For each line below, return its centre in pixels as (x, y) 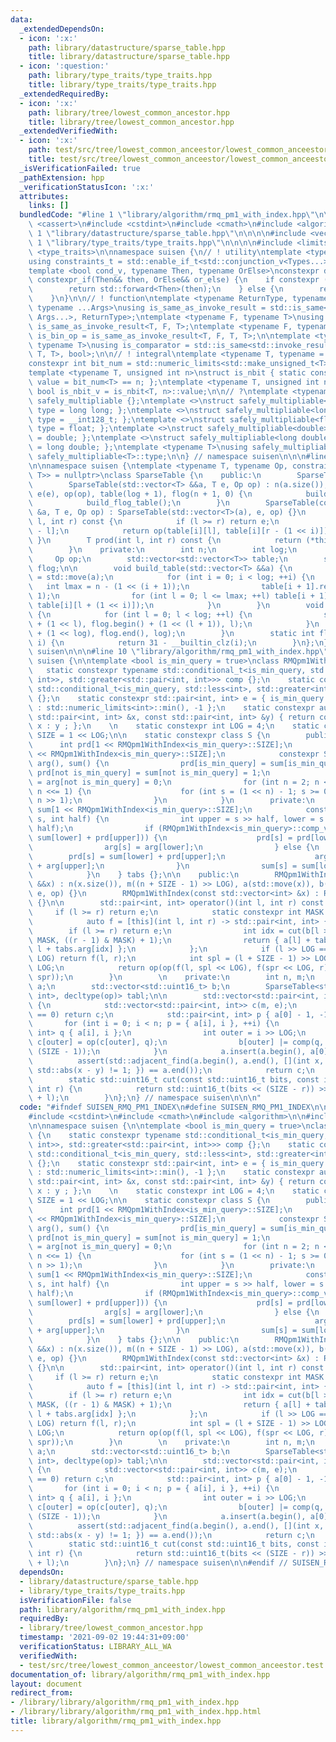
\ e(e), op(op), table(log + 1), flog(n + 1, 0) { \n (140, 494)
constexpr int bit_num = (80, 364)
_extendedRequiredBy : (64, 94)
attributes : (44, 196)
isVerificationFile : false (75, 1600)
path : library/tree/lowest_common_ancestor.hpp (129, 112)
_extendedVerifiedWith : (68, 131)
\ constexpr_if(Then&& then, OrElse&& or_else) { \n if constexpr (174, 280)
